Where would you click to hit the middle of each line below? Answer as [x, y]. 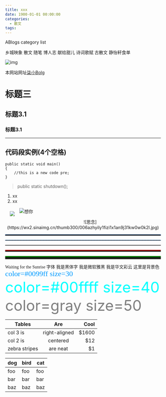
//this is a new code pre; [42, 173]
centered [58, 341]
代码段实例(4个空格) [36, 152]
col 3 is [16, 332]
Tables [23, 324]
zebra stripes [23, 348]
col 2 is [16, 341]
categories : [17, 19]
